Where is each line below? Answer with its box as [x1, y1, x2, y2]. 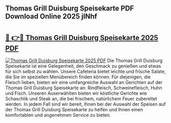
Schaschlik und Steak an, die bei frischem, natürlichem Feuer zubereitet [5, 96, 157, 101]
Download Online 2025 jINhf [5, 12, 97, 21]
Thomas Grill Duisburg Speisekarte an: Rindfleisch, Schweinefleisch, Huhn [5, 85, 162, 91]
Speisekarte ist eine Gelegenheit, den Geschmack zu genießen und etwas [5, 63, 161, 69]
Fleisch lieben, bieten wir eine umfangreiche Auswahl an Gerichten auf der [5, 79, 163, 85]
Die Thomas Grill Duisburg [107, 57, 163, 64]
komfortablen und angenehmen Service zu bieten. [5, 112, 111, 118]
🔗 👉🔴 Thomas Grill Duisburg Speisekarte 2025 [5, 33, 159, 42]
